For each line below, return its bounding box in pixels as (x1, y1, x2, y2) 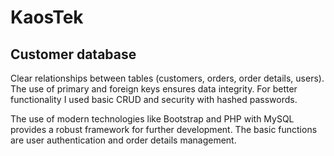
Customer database (10, 46, 137, 63)
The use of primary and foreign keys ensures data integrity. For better (10, 83, 298, 95)
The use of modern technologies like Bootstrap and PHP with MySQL (10, 113, 295, 125)
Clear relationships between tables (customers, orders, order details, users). (10, 72, 325, 84)
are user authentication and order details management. (10, 134, 237, 146)
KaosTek (10, 6, 84, 29)
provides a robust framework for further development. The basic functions (10, 124, 318, 135)
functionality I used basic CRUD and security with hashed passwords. (10, 94, 298, 105)
